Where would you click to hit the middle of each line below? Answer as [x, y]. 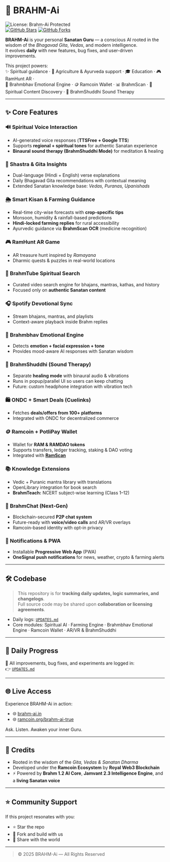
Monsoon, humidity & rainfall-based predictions [62, 218]
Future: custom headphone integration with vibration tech [72, 386]
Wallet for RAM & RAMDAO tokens [49, 445]
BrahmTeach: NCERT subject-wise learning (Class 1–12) [71, 492]
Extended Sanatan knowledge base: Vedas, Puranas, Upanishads [81, 186]
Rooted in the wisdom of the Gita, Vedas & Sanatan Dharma [75, 762]
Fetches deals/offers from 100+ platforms [57, 413]
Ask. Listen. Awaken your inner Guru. [44, 729]
